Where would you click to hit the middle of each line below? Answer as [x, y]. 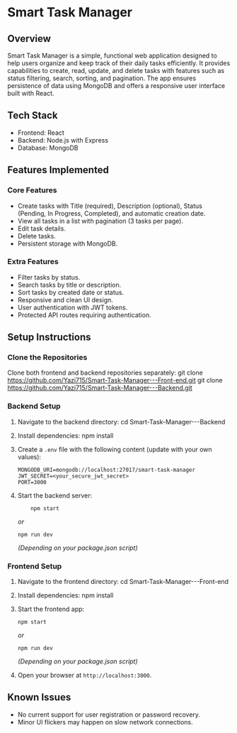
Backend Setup [34, 407]
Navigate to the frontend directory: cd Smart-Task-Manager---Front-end [123, 582]
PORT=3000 [32, 482]
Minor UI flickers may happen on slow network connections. [105, 722]
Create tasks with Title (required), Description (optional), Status [110, 206]
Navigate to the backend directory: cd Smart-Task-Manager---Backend [121, 421]
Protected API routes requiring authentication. [84, 315]
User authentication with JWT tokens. [73, 307]
